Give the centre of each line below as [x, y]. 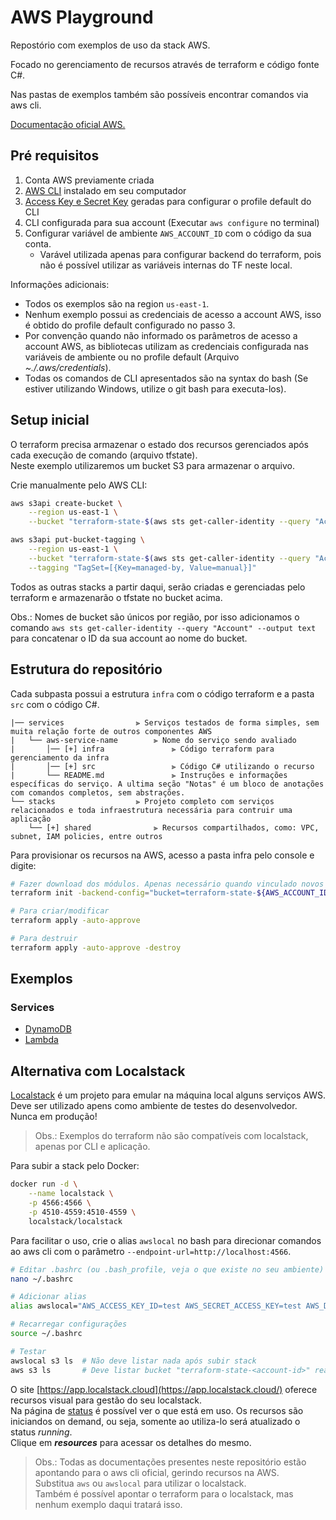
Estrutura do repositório [86, 669]
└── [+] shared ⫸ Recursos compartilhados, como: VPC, [174, 827]
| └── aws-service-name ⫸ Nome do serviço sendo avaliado [153, 740]
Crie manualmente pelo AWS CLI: [79, 485]
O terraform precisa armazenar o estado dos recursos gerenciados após [160, 444]
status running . [41, 1432]
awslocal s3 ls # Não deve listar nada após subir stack [133, 1361]
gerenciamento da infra [60, 757]
